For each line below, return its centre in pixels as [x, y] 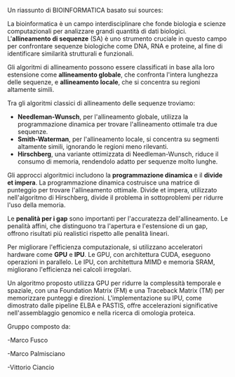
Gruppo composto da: [39, 326]
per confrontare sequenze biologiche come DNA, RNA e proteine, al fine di [115, 46]
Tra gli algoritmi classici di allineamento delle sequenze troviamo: [101, 103]
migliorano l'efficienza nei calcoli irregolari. [69, 269]
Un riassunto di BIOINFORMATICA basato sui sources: [85, 10]
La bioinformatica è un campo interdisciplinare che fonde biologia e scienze [117, 24]
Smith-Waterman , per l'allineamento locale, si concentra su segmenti [118, 139]
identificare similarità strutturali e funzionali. [71, 53]
